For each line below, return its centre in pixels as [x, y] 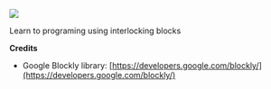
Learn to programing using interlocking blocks [95, 31]
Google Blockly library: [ [67, 66]
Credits [23, 48]
